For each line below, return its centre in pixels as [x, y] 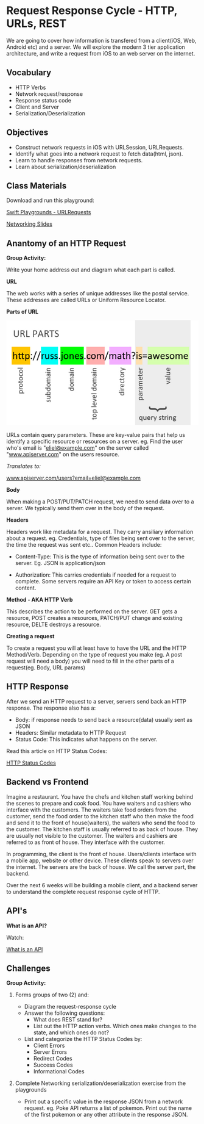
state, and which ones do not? [71, 1032]
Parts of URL [23, 312]
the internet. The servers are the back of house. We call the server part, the [101, 866]
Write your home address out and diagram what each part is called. [91, 270]
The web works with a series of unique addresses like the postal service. [98, 294]
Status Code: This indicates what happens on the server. [86, 739]
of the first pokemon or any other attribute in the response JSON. [106, 1115]
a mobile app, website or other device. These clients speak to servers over [100, 860]
